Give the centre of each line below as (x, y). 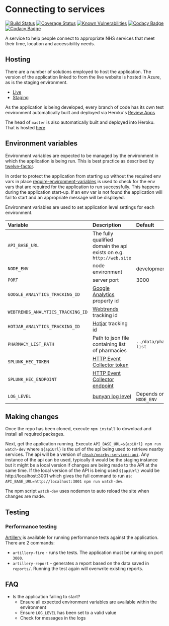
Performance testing (31, 526)
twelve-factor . (20, 166)
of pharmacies (109, 350)
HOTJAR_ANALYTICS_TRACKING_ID (44, 326)
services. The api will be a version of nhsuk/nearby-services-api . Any (77, 454)
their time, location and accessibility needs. (50, 43)
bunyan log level (112, 396)
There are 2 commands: (30, 543)
